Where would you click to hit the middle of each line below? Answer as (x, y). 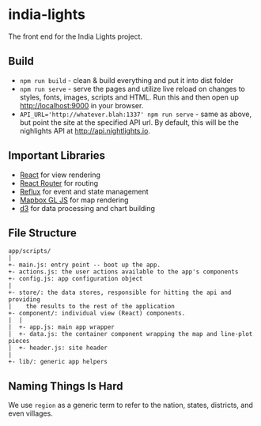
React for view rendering (60, 175)
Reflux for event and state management (84, 191)
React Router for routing (59, 183)
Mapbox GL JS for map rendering (74, 200)
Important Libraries (57, 156)
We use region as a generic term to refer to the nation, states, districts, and (130, 405)
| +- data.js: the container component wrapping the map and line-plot (130, 334)
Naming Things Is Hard (66, 386)
